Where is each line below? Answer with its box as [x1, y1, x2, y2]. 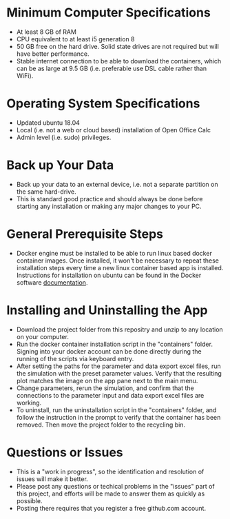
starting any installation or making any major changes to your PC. [16, 202, 202, 210]
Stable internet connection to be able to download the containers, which [16, 57, 222, 65]
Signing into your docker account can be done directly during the [16, 347, 202, 356]
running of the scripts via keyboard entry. [16, 354, 134, 363]
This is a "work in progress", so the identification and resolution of [16, 467, 205, 476]
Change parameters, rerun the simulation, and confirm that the [16, 384, 194, 392]
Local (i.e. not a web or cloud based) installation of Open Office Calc [16, 125, 211, 134]
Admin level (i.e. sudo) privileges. [16, 133, 112, 141]
